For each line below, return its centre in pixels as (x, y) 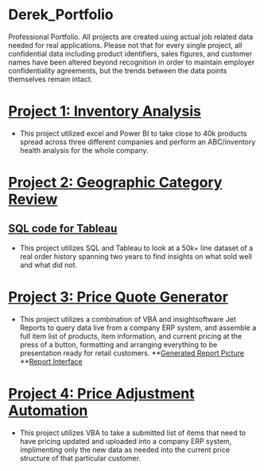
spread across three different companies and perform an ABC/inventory (138, 142)
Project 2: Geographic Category (115, 183)
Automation (48, 410)
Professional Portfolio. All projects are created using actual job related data (131, 37)
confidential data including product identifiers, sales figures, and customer (130, 53)
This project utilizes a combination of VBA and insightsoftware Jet (128, 319)
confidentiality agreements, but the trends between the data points (118, 70)
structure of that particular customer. (80, 458)
